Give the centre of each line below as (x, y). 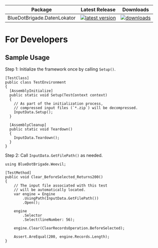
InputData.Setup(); (34, 112)
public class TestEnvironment (36, 82)
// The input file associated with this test (61, 186)
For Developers (36, 40)
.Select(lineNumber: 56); (49, 220)
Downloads (136, 10)
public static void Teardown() (41, 129)
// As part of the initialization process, (59, 104)
